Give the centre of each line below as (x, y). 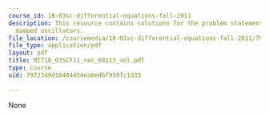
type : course (30, 68)
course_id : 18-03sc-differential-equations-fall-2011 (100, 16)
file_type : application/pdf (55, 46)
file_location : (34, 38)
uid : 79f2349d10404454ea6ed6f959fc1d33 (75, 75)
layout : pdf (28, 53)
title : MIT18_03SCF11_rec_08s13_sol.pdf (77, 61)
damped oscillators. (50, 30)
